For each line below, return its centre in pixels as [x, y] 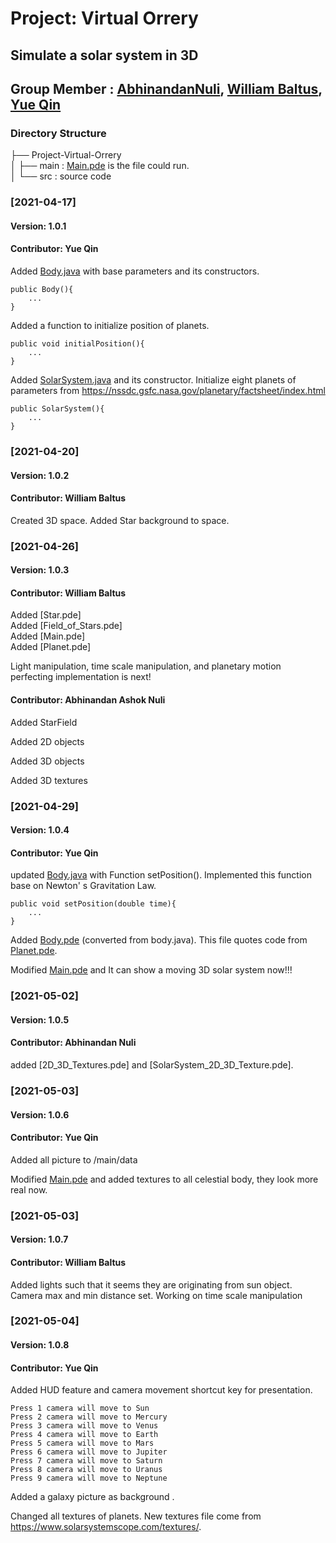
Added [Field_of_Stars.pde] [66, 626]
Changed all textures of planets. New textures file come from [136, 1516]
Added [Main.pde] [48, 636]
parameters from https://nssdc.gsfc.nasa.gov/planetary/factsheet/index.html [168, 390]
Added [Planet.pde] [51, 647]
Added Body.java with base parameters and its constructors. [135, 271]
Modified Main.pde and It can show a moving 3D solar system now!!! [151, 970]
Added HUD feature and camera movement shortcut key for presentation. [161, 1390]
